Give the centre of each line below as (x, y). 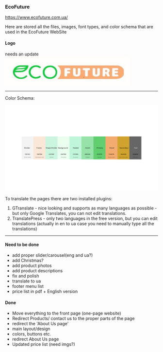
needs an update (22, 54)
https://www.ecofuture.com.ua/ (36, 18)
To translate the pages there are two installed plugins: (59, 199)
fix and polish (26, 276)
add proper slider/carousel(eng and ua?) (52, 255)
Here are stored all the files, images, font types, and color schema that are (79, 27)
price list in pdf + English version (45, 291)
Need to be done (22, 245)
